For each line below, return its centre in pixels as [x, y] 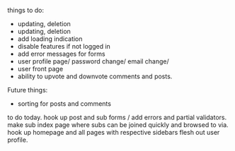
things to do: [26, 10]
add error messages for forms [61, 54]
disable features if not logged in [64, 46]
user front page [40, 69]
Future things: [28, 90]
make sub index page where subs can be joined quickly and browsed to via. [118, 125]
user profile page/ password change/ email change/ [93, 61]
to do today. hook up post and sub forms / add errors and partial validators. [117, 117]
